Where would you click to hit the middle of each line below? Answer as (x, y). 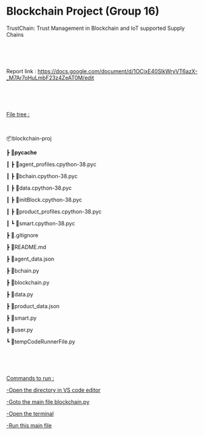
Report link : (21, 71)
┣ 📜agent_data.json (30, 259)
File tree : (18, 114)
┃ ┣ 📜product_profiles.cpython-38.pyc (54, 211)
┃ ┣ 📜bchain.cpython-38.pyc (42, 176)
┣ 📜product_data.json (33, 306)
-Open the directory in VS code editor (53, 390)
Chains (15, 34)
